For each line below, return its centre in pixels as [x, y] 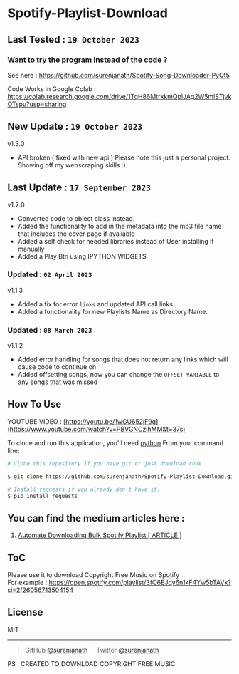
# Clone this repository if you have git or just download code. [106, 463]
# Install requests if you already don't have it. [84, 489]
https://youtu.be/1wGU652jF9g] [112, 421]
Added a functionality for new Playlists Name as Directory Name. [113, 311]
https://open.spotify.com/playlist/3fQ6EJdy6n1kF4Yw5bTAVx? [140, 583]
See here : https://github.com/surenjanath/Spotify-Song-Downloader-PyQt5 [118, 75]
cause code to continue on [57, 367]
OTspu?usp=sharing [37, 104]
